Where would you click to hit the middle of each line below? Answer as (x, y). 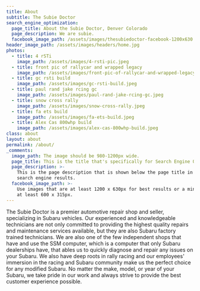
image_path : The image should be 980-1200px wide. (76, 156)
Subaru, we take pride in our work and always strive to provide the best (94, 275)
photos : (16, 51)
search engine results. (46, 178)
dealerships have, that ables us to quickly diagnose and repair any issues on (100, 250)
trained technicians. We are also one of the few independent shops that (94, 237)
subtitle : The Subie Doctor (41, 17)
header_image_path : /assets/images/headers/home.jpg (73, 45)
